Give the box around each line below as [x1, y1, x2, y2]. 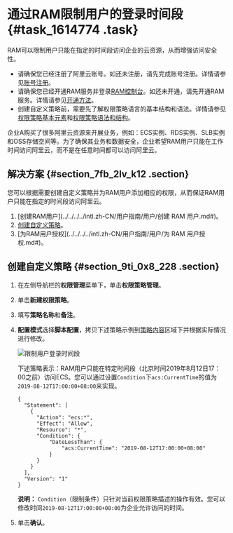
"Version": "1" [24, 475, 69, 483]
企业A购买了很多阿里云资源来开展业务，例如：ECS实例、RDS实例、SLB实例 [7, 128, 225, 137]
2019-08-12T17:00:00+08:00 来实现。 [17, 382, 121, 390]
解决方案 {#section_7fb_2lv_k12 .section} [7, 168, 190, 180]
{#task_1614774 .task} [7, 22, 139, 38]
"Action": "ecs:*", [36, 414, 93, 421]
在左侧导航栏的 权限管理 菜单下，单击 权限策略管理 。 [17, 281, 165, 289]
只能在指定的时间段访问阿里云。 [13, 197, 106, 205]
